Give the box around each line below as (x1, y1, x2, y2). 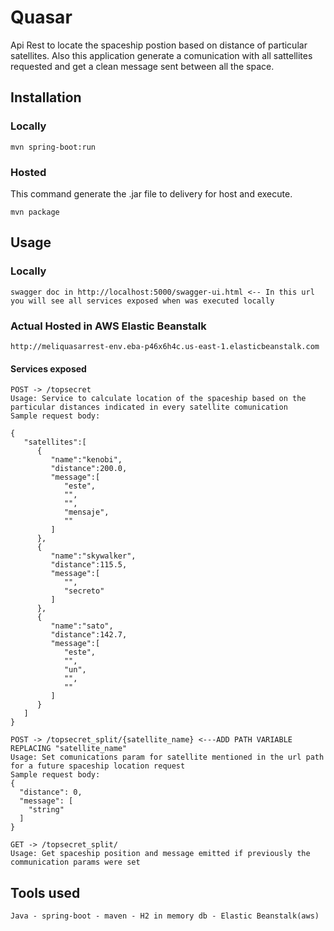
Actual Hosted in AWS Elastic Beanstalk (10, 319, 207, 333)
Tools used (10, 884, 81, 901)
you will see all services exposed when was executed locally (10, 296, 275, 306)
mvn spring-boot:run (10, 142, 97, 152)
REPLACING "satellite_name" (10, 744, 128, 754)
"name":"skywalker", (50, 551, 137, 561)
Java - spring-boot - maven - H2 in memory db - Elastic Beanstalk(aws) (10, 911, 320, 921)
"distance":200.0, (50, 464, 128, 474)
